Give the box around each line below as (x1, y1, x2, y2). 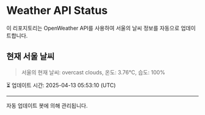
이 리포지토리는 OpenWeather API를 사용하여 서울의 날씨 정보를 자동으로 (6, 24, 180, 31)
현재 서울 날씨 (6, 51, 55, 62)
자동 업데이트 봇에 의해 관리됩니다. (6, 102, 88, 109)
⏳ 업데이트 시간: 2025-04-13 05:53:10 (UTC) (6, 81, 116, 88)
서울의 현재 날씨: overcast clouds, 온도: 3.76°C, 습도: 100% (21, 68, 166, 76)
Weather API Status (6, 4, 108, 18)
